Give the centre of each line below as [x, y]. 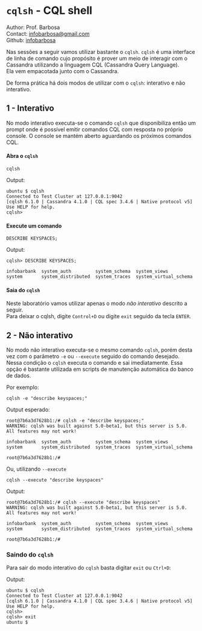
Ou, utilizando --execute [36, 469]
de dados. [19, 376]
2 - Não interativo [40, 335]
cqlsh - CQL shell [49, 11]
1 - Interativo [30, 109]
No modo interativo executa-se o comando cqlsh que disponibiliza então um [101, 123]
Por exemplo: [23, 387]
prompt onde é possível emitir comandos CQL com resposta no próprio [95, 129]
